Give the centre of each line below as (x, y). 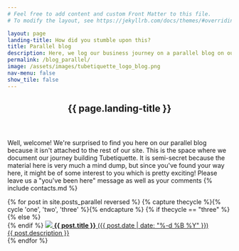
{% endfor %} (28, 240)
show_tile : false (33, 80)
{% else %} (24, 217)
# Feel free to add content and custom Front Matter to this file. (110, 14)
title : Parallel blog (39, 47)
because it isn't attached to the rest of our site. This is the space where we (117, 150)
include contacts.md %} (43, 188)
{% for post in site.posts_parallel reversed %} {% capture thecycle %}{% (115, 202)
